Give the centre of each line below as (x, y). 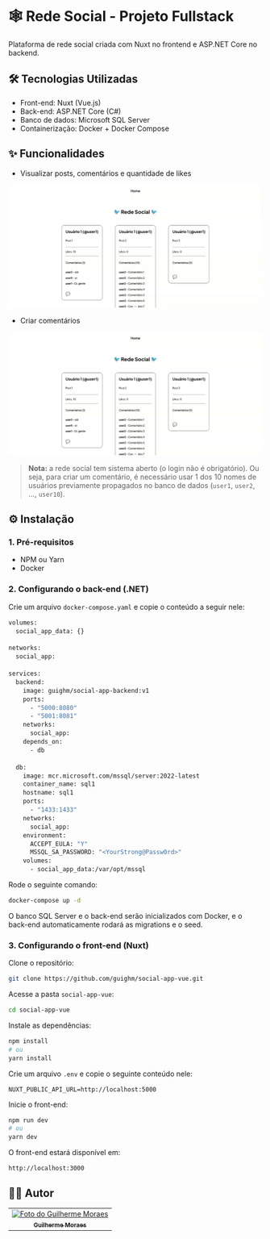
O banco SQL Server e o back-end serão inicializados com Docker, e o (125, 916)
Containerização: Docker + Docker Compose (94, 128)
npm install (28, 1041)
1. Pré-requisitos (41, 542)
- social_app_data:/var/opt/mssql (88, 870)
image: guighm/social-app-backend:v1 (86, 690)
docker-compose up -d (45, 901)
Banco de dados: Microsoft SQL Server (85, 119)
